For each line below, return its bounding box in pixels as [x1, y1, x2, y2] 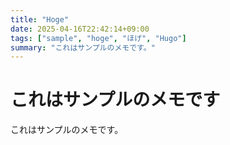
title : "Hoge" [10, 14, 70, 25]
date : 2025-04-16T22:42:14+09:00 [10, 24, 150, 34]
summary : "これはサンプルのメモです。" [10, 42, 156, 53]
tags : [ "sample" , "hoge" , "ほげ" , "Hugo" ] [10, 33, 187, 43]
